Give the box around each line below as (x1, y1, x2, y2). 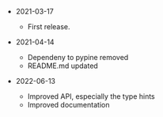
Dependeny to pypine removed (27, 53, 129, 62)
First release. (27, 22, 70, 31)
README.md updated (27, 61, 99, 70)
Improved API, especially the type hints (27, 92, 156, 101)
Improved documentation (27, 100, 110, 109)
